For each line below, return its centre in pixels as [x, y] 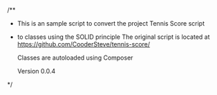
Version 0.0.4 [36, 71]
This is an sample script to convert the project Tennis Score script [111, 23]
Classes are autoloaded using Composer [75, 58]
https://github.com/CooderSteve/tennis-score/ [84, 44]
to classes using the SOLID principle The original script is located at [113, 37]
